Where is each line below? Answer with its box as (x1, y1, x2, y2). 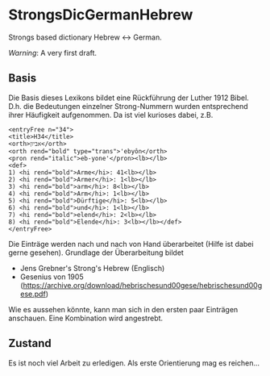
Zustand (8, 336, 52, 350)
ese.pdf (19, 289, 46, 299)
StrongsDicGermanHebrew (8, 6, 193, 24)
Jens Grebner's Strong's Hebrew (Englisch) (19, 263, 165, 273)
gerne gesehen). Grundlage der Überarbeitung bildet (8, 248, 184, 257)
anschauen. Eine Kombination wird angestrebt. (8, 313, 164, 323)
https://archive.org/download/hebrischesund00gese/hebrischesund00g (23, 280, 263, 290)
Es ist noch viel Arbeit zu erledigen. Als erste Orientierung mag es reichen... (8, 357, 260, 368)
